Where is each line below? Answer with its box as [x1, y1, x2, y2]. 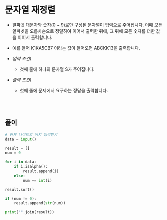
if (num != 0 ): [5, 196, 37, 201]
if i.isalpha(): [14, 164, 48, 169]
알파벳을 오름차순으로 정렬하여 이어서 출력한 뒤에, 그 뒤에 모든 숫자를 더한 [12, 28, 155, 34]
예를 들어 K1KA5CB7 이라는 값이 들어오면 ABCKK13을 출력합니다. [12, 45, 141, 51]
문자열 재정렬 [5, 4, 56, 16]
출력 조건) [12, 77, 32, 83]
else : [14, 173, 26, 178]
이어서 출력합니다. [17, 34, 53, 40]
